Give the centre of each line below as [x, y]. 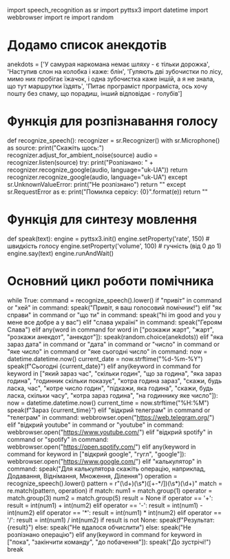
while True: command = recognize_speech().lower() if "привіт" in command [114, 300]
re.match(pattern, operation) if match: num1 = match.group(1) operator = [110, 490]
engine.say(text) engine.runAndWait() [61, 253]
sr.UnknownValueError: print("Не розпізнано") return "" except [96, 184]
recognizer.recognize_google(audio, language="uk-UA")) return [97, 170]
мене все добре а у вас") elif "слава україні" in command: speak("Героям [115, 322]
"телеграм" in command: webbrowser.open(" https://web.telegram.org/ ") [111, 417]
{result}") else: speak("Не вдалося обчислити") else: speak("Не [99, 527]
